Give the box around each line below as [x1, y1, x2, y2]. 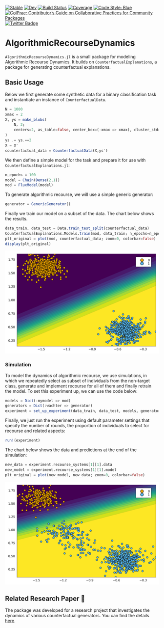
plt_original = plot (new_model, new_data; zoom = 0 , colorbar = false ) [5, 472, 145, 477]
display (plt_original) [5, 241, 51, 246]
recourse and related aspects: [5, 428, 65, 434]
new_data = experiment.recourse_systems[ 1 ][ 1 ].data [5, 462, 112, 467]
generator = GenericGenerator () [5, 202, 71, 207]
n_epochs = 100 [5, 172, 36, 177]
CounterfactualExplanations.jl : [5, 162, 70, 168]
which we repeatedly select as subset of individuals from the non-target [5, 378, 150, 383]
